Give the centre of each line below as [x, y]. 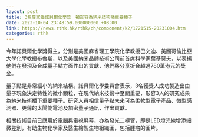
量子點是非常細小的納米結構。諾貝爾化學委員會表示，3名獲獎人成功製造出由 [98, 86]
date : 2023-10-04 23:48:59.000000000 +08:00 [62, 22]
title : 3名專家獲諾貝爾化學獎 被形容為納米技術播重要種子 [69, 17]
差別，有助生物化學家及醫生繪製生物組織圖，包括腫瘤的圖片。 [86, 128]
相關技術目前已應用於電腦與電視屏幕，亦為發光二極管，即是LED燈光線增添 [96, 120]
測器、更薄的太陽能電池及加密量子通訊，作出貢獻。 [68, 108]
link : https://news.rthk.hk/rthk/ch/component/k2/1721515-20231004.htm [96, 28]
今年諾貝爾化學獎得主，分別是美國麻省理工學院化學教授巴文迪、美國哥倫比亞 [99, 51]
